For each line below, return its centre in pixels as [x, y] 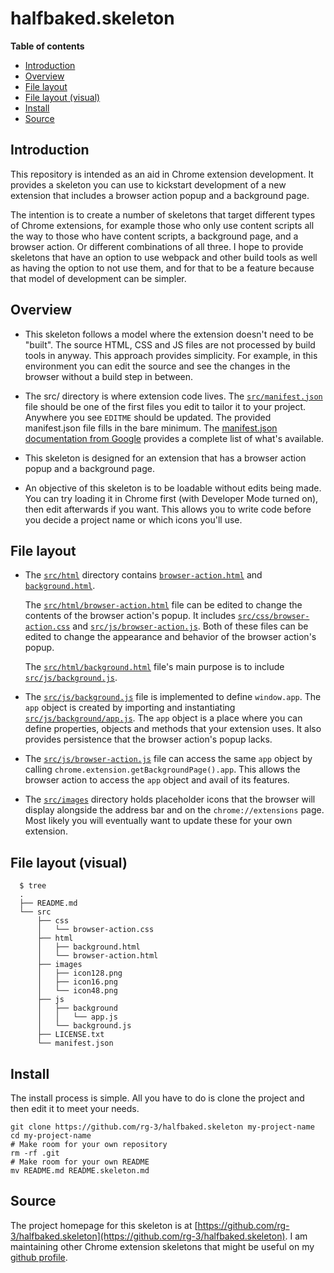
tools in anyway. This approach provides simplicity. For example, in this [171, 355]
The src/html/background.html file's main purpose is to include [154, 667]
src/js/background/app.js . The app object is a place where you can [163, 718]
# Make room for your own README [80, 1162]
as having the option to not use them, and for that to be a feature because [162, 268]
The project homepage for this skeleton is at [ [104, 1225]
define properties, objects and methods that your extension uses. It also [173, 729]
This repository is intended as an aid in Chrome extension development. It [162, 174]
